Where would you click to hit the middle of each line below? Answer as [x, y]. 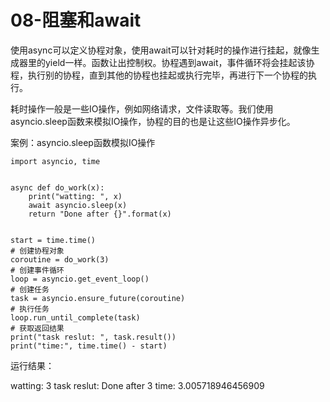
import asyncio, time [55, 161]
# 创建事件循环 [37, 270]
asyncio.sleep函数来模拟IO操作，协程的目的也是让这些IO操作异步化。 [153, 121]
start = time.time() [53, 240]
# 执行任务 [30, 309]
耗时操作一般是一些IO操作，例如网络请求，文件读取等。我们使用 [142, 108]
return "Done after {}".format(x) [100, 214]
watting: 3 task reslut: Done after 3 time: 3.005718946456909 [137, 385]
